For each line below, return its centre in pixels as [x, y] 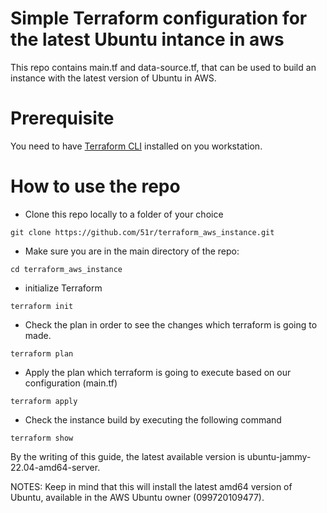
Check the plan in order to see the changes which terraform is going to [171, 324]
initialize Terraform [63, 288]
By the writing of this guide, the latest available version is [127, 456]
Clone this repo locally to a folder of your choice [124, 214]
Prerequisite [62, 118]
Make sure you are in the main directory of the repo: [132, 251]
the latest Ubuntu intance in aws [147, 39]
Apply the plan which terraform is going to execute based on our [158, 372]
